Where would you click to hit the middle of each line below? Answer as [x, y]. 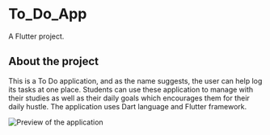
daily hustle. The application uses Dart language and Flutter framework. [128, 106]
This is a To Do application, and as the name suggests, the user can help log [135, 80]
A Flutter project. [36, 36]
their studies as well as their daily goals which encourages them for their [129, 98]
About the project [54, 61]
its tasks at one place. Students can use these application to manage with [131, 89]
